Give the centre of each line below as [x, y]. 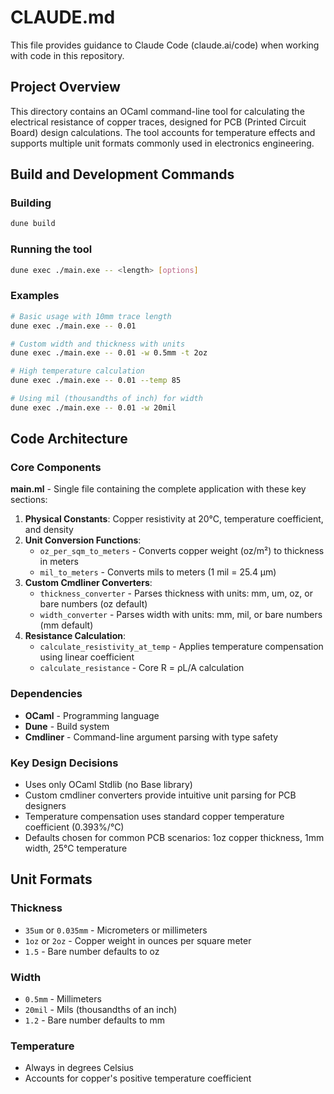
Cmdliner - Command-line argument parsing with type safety [151, 737]
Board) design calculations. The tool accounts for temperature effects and [163, 132]
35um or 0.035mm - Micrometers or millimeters [116, 930]
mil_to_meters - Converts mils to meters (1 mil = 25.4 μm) [158, 572]
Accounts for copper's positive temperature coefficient [138, 1078]
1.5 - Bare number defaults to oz [92, 951]
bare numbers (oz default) [93, 604]
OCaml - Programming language [92, 715]
